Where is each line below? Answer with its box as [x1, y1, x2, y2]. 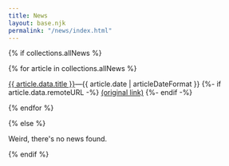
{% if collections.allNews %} [8, 49, 102, 58]
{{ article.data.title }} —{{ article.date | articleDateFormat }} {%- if [8, 79, 222, 89]
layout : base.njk [8, 19, 66, 27]
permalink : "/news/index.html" [8, 26, 113, 34]
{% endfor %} [8, 103, 54, 113]
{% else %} [8, 119, 46, 128]
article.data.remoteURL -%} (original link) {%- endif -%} [8, 88, 193, 97]
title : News [8, 11, 48, 20]
